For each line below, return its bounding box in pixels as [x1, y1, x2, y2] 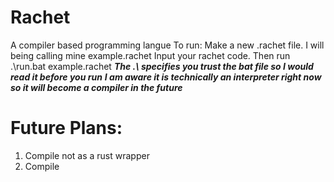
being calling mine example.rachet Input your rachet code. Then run [10, 49, 291, 61]
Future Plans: [10, 117, 123, 140]
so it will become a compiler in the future [10, 81, 183, 93]
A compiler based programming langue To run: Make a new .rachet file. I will [10, 39, 325, 51]
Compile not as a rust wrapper [24, 149, 150, 161]
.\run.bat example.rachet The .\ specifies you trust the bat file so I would [10, 60, 314, 72]
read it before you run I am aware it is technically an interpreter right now [10, 71, 322, 83]
